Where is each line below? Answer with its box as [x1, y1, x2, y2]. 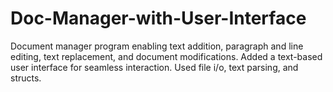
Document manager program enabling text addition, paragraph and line [10, 40, 304, 52]
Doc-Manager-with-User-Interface [10, 7, 307, 30]
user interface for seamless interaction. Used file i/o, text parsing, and [10, 61, 299, 73]
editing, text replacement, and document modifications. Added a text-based [10, 50, 323, 62]
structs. [10, 72, 42, 84]
